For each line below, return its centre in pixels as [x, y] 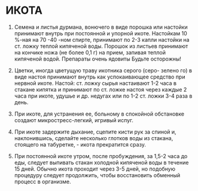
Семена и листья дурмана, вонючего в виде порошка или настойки [101, 27]
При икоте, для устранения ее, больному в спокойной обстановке [99, 114]
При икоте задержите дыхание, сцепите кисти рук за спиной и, [95, 132]
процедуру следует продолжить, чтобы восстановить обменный [97, 175]
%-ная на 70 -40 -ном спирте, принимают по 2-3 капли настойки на [102, 40]
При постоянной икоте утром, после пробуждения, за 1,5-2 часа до [101, 156]
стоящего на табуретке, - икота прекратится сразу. [80, 144]
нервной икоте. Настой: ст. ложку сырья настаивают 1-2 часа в [95, 83]
